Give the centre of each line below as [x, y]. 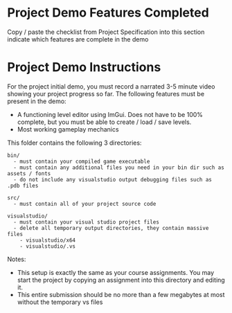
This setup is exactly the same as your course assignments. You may [116, 272]
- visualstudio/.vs [48, 246]
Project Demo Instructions [84, 68]
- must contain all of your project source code [85, 204]
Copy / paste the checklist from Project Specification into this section [106, 32]
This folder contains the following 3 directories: [74, 143]
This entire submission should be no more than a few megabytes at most [121, 294]
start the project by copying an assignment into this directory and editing [121, 280]
